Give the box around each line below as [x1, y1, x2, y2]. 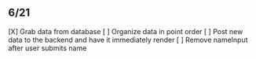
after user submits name [8, 43, 87, 53]
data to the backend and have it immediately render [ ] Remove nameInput [8, 35, 249, 44]
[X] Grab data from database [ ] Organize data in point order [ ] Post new [8, 26, 243, 36]
